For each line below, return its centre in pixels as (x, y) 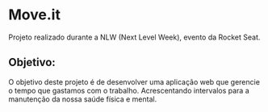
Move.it (34, 15)
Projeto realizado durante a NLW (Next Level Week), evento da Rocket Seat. (134, 37)
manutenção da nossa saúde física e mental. (83, 99)
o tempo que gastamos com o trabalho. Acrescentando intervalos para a (129, 90)
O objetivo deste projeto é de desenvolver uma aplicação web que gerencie (134, 81)
